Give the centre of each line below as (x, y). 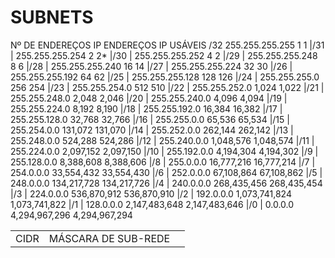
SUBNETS (52, 17)
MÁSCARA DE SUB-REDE (109, 238)
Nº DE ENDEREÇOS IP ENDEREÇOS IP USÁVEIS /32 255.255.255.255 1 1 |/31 (167, 45)
